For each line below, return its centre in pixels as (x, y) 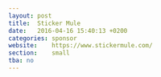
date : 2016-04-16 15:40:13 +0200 (68, 30)
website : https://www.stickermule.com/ (80, 46)
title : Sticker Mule (45, 23)
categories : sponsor (43, 38)
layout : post (30, 16)
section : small (39, 53)
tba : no (21, 61)
